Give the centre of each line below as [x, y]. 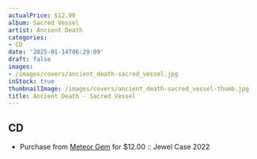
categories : [28, 37]
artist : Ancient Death [45, 30]
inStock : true [32, 81]
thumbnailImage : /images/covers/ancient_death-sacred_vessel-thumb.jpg [128, 89]
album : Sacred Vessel [44, 23]
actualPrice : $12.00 [42, 15]
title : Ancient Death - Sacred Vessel [72, 96]
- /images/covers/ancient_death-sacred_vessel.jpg [93, 74]
